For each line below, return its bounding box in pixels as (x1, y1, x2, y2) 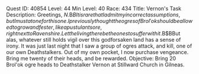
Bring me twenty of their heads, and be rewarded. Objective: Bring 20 (6, 55, 176, 62)
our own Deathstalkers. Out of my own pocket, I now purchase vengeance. (6, 49, 189, 55)
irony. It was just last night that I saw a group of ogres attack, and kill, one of (6, 42, 192, 49)
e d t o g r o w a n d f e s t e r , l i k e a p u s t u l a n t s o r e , (6, 23, 102, 31)
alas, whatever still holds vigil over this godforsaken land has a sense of (6, 36, 181, 43)
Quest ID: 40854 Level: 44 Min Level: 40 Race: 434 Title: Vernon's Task (6, 5, 182, 12)
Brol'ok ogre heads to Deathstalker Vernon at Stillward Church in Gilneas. (6, 61, 185, 68)
